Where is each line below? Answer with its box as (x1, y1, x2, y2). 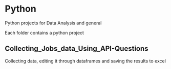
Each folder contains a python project (5, 29, 84, 36)
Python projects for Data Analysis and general (5, 20, 102, 26)
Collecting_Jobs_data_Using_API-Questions (5, 44, 149, 53)
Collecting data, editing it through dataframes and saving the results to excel (5, 58, 166, 64)
